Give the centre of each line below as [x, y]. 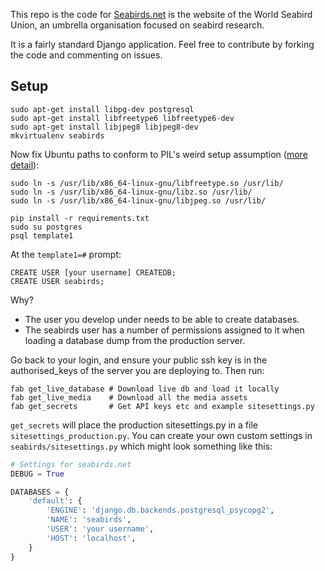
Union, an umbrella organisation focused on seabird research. [137, 25]
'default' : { [55, 501]
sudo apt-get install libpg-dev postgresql [102, 109]
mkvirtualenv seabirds [57, 135]
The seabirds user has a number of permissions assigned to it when [164, 330]
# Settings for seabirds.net [71, 464]
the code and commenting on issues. [86, 55]
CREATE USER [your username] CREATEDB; [93, 272]
